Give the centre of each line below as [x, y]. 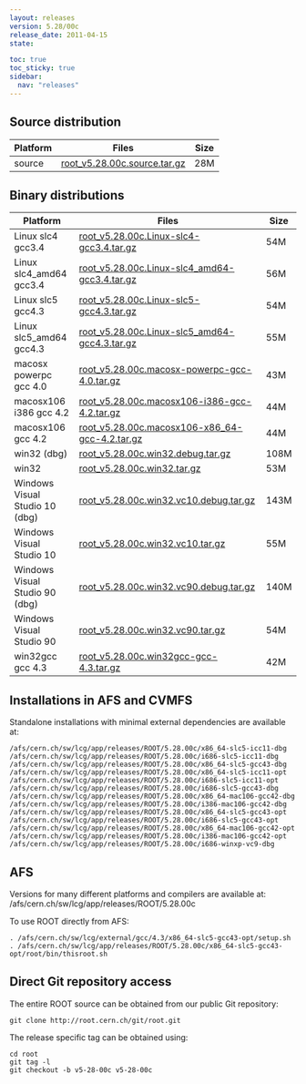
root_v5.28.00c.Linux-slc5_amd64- [157, 332]
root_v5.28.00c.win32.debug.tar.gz [155, 454]
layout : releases [42, 18]
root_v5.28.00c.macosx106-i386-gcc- [165, 402]
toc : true [28, 60]
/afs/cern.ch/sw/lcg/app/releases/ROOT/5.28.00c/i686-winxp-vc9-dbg [142, 844]
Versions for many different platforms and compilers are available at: [138, 894]
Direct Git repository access [91, 982]
